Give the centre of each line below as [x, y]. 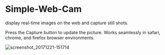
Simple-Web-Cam [43, 9]
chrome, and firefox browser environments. [50, 38]
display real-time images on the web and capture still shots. [67, 23]
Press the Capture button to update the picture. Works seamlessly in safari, [83, 32]
